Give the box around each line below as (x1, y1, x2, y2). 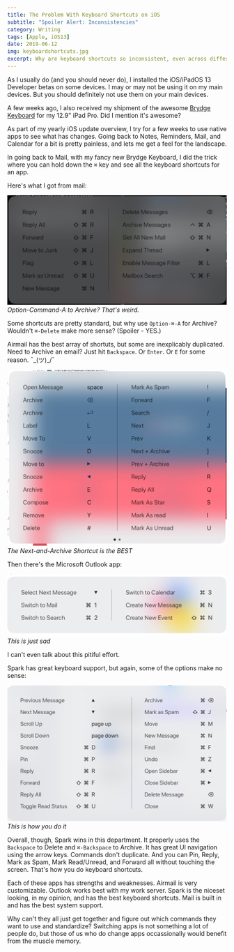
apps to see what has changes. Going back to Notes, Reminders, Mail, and (7, 132, 221, 140)
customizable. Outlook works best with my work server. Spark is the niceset (7, 886, 225, 894)
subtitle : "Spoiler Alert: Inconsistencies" (7, 18, 139, 26)
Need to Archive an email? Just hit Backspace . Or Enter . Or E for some (7, 347, 205, 356)
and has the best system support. (7, 900, 104, 909)
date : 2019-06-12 (7, 40, 58, 48)
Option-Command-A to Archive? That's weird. (7, 305, 139, 314)
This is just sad (7, 637, 51, 645)
